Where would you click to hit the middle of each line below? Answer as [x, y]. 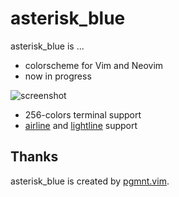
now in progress [58, 76]
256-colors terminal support [83, 114]
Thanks [34, 157]
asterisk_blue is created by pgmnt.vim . [90, 181]
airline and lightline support [81, 125]
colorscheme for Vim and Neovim [94, 65]
